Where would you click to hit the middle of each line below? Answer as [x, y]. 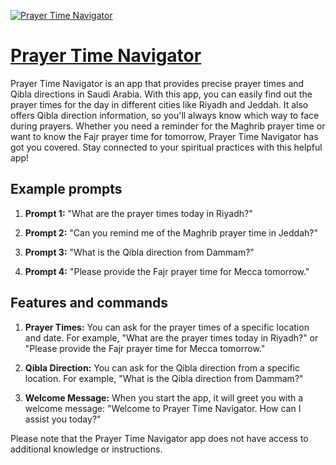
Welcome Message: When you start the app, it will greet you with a [164, 397]
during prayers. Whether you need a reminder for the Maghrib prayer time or [168, 126]
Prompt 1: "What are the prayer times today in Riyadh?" [138, 213]
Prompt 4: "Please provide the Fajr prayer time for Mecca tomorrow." [167, 271]
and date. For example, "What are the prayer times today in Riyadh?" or [171, 337]
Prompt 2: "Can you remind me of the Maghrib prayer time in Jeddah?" [171, 232]
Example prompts [66, 189]
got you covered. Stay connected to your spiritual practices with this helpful [166, 147]
